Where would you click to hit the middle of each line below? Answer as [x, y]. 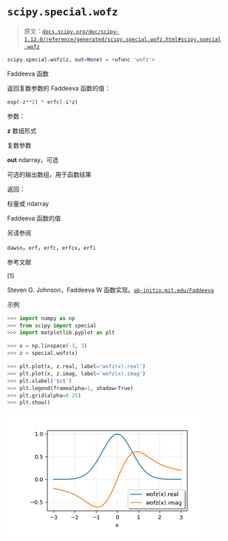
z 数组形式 [22, 130]
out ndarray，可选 [33, 160]
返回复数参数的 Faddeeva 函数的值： [59, 88]
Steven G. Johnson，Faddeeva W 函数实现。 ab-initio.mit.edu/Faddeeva [111, 290]
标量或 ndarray [28, 203]
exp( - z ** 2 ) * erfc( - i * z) [43, 102]
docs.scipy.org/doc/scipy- [81, 32]
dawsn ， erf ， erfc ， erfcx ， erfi [52, 247]
